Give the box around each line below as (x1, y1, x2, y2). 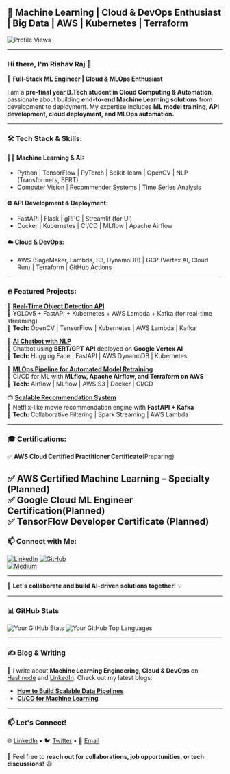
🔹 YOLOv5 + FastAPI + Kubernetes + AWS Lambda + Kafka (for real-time (7, 309, 213, 317)
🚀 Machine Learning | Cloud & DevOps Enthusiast (7, 7, 221, 18)
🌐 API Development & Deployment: (7, 199, 108, 207)
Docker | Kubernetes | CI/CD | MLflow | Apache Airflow (16, 222, 173, 230)
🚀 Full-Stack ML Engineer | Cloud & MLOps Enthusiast (7, 75, 163, 83)
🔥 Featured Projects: (7, 286, 77, 296)
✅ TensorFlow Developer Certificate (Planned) (7, 515, 209, 527)
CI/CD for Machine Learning (16, 694, 99, 702)
